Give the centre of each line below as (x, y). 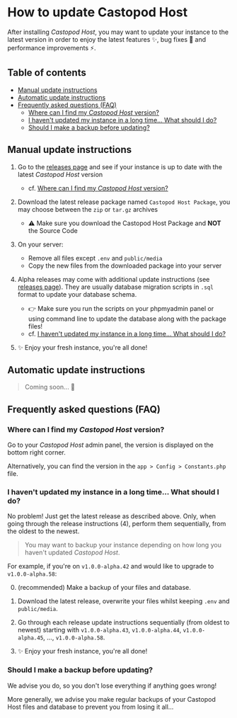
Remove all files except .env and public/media (95, 258)
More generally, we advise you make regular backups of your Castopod (111, 699)
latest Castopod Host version (60, 174)
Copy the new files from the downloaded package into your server (125, 266)
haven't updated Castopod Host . (72, 552)
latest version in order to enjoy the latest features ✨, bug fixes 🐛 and (107, 39)
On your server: (40, 244)
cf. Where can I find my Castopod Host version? (98, 188)
